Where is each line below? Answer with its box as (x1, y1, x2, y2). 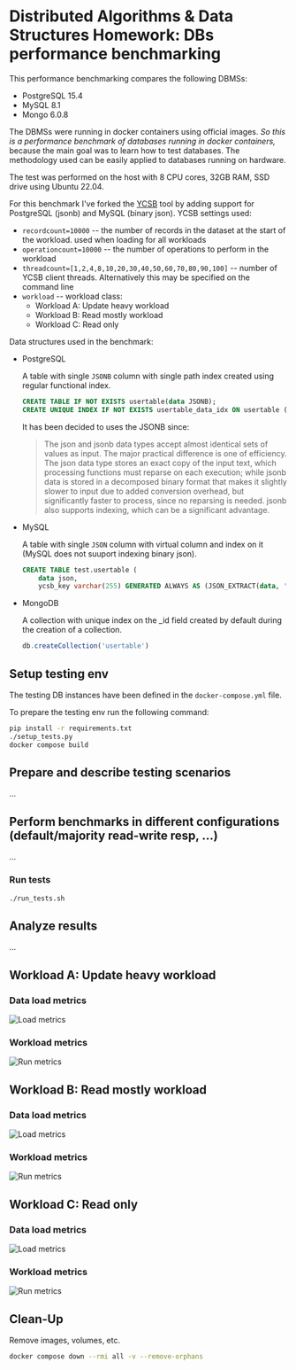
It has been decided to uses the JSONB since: (21, 421, 190, 432)
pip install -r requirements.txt (9, 724, 133, 733)
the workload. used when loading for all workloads (21, 234, 207, 245)
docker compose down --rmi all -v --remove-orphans (9, 1352, 203, 1361)
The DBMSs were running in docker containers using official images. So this (9, 126, 285, 136)
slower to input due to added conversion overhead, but (43, 486, 245, 496)
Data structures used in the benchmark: (9, 336, 154, 346)
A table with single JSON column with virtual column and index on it (21, 539, 263, 549)
